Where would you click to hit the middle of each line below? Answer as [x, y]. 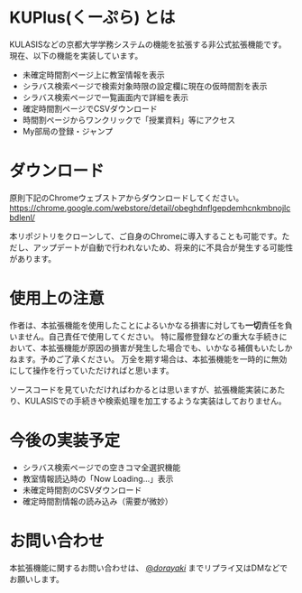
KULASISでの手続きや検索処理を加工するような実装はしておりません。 [156, 401]
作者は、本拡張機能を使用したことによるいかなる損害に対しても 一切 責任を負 [151, 325]
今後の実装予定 [65, 440]
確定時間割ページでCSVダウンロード [90, 108]
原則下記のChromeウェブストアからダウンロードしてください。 [127, 198]
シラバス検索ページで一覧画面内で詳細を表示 [105, 97]
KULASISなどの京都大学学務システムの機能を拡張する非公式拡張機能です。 [148, 44]
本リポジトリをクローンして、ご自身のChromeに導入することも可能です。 [146, 236]
